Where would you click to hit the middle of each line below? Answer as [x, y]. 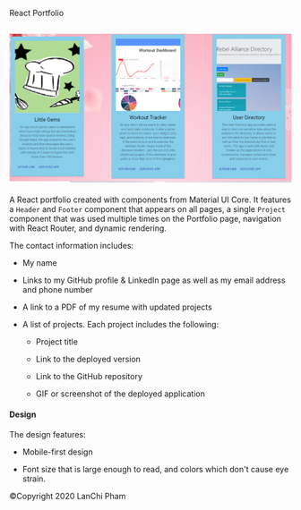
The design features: [48, 434]
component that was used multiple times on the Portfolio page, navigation [146, 219]
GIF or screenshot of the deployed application [120, 394]
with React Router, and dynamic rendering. [88, 228]
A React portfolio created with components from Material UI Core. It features [150, 200]
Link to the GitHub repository [89, 377]
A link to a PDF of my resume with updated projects [117, 307]
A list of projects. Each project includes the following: [120, 325]
